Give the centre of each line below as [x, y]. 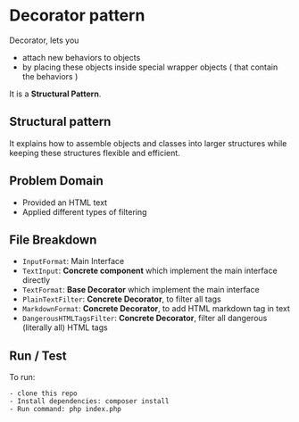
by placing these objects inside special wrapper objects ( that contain [150, 67]
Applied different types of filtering [84, 211]
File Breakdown [53, 240]
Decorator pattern [77, 16]
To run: [22, 377]
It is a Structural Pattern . [55, 94]
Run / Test [38, 356]
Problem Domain [57, 181]
